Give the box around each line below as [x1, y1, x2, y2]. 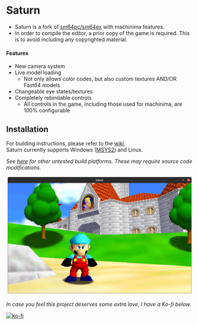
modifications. [6, 164, 41, 171]
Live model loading [14, 69, 62, 76]
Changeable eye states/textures [14, 88, 93, 95]
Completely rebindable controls [14, 94, 92, 102]
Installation [6, 124, 49, 134]
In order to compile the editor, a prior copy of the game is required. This [14, 29, 190, 36]
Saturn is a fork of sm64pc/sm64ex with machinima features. [14, 23, 165, 30]
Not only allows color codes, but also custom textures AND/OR [23, 75, 177, 83]
